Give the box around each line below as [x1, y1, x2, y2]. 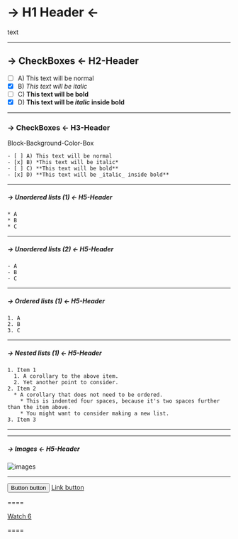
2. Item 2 [7, 385, 37, 393]
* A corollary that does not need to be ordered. [13, 391, 163, 398]
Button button [11, 484, 47, 492]
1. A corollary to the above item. [13, 373, 119, 380]
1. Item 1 [7, 366, 37, 374]
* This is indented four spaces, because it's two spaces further [20, 398, 220, 405]
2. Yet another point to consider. [13, 379, 119, 386]
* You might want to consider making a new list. [20, 410, 170, 418]
